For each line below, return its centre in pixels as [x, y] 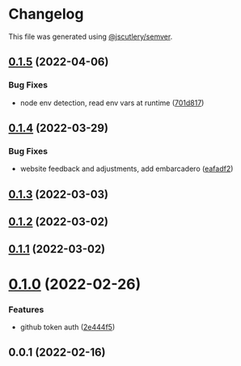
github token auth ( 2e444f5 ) [68, 327]
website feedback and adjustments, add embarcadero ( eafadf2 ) [127, 169]
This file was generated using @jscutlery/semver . [91, 36]
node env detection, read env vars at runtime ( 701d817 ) [112, 103]
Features [26, 309]
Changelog [46, 14]
